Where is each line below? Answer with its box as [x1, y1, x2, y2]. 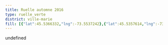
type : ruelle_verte [5, 12, 46, 17]
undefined [5, 35, 26, 41]
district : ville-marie [5, 16, 52, 21]
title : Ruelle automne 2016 [5, 7, 64, 12]
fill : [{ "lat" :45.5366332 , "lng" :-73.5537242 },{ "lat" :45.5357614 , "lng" [5, 21, 155, 26]
